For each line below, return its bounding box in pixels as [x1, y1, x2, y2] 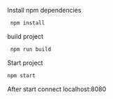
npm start [7, 72, 36, 79]
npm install [10, 20, 45, 27]
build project [7, 32, 44, 41]
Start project [7, 58, 43, 67]
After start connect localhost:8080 [7, 84, 107, 93]
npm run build [10, 46, 52, 53]
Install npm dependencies [7, 6, 82, 14]
